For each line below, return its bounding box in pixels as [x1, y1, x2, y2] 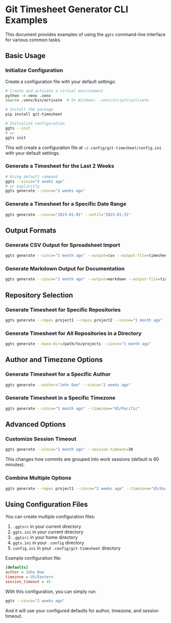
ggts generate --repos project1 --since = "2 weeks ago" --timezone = [5, 486, 152, 491]
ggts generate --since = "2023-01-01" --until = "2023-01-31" [5, 212, 131, 217]
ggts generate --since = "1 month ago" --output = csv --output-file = [5, 253, 149, 258]
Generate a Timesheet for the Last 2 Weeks [5, 162, 115, 169]
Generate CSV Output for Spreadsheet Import [5, 241, 121, 248]
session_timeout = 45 [5, 579, 51, 584]
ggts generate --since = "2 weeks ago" [5, 188, 85, 193]
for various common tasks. [5, 37, 62, 43]
